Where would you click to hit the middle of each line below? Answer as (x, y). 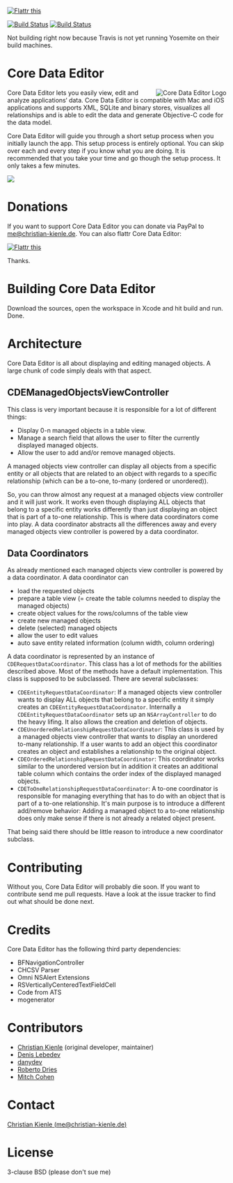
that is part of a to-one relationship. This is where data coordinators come (113, 516)
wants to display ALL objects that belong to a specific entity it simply (115, 700)
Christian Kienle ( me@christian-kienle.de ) (67, 1124)
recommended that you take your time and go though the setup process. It (114, 158)
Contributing (45, 867)
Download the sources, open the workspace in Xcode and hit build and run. (115, 308)
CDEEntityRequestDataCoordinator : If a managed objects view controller (120, 692)
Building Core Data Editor (81, 289)
